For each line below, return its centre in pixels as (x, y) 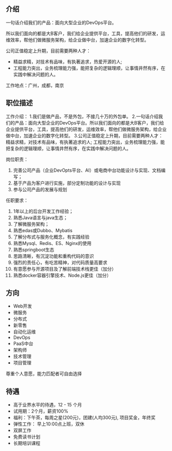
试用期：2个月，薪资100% (41, 411)
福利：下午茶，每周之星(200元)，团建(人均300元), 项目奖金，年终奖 (84, 418)
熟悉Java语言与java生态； (40, 217)
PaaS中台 (23, 344)
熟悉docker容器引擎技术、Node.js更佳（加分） (62, 275)
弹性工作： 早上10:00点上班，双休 (49, 424)
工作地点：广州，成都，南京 (35, 85)
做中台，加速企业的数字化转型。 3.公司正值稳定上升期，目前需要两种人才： (84, 135)
